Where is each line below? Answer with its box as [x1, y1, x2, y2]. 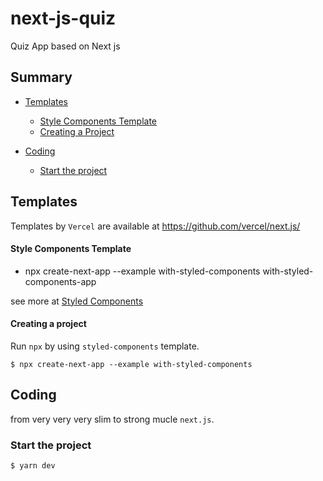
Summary [10, 69, 73, 86]
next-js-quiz [10, 7, 117, 30]
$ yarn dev [10, 461, 56, 471]
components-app [24, 275, 97, 287]
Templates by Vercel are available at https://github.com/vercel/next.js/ [10, 220, 301, 232]
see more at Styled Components [10, 295, 144, 307]
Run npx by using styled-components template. [10, 340, 200, 352]
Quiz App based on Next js [10, 40, 121, 52]
